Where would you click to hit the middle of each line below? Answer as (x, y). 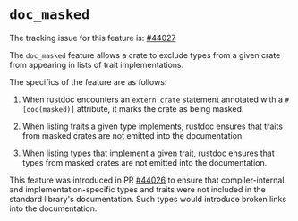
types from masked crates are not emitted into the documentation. (145, 162)
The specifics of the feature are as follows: (88, 81)
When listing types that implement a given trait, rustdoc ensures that (148, 153)
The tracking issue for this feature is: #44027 (93, 38)
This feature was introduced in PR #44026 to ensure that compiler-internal (147, 180)
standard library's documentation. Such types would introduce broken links (148, 199)
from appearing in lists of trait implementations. (97, 64)
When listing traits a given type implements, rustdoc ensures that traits (153, 126)
